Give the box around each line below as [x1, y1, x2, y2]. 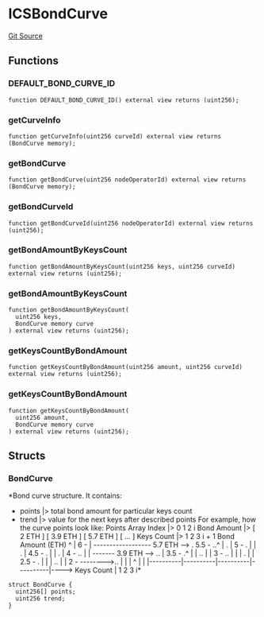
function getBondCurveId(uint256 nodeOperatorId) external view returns [8, 219, 254, 227]
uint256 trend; [15, 595, 66, 603]
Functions [8, 54, 59, 68]
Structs [8, 449, 46, 463]
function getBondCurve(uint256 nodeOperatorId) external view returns [8, 176, 247, 184]
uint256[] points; [15, 588, 77, 596]
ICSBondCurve [8, 5, 109, 23]
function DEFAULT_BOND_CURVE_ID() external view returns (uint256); [8, 96, 239, 104]
